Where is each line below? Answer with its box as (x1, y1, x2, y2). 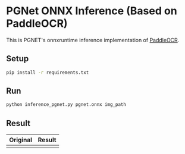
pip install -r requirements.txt (6, 70, 89, 76)
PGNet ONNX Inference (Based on (6, 4, 177, 18)
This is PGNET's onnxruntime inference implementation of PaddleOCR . (6, 36, 180, 43)
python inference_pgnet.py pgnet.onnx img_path (6, 102, 127, 108)
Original (9, 136, 33, 144)
